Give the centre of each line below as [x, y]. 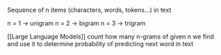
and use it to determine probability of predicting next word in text [100, 44]
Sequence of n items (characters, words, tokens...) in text [89, 10]
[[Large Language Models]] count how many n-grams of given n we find [110, 36]
